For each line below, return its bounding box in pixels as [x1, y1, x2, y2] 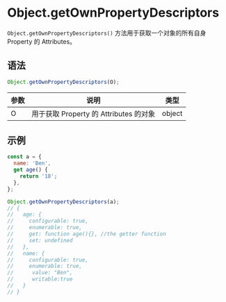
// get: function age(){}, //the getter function [7, 230, 167, 237]
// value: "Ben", [7, 269, 73, 276]
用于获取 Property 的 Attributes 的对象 [31, 109, 156, 119]
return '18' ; [19, 173, 58, 180]
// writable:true [7, 276, 73, 283]
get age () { [13, 167, 49, 174]
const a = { [7, 153, 42, 160]
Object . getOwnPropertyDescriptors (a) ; [7, 198, 120, 205]
